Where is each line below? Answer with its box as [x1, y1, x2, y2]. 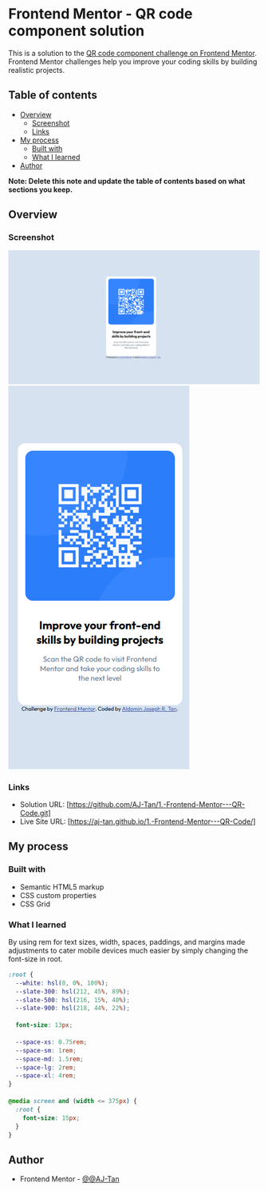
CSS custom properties [19, 890, 97, 900]
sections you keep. [8, 185, 73, 194]
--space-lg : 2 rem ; [15, 1063, 77, 1072]
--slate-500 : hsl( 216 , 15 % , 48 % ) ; [15, 996, 130, 1004]
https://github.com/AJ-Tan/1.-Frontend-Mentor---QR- [69, 799, 246, 809]
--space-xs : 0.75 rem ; [15, 1037, 88, 1046]
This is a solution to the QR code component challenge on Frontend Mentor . [8, 48, 257, 58]
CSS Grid [19, 899, 50, 909]
